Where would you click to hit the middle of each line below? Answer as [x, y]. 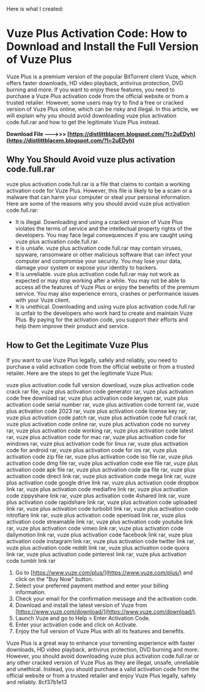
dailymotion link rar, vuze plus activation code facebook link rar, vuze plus [99, 535]
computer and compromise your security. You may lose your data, [99, 261]
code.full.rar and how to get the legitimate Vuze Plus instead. [83, 122]
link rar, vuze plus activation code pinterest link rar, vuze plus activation [96, 554]
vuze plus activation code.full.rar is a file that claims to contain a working [98, 184]
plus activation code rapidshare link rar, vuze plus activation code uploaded [102, 502]
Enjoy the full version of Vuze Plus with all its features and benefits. [100, 631]
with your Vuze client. [43, 300]
